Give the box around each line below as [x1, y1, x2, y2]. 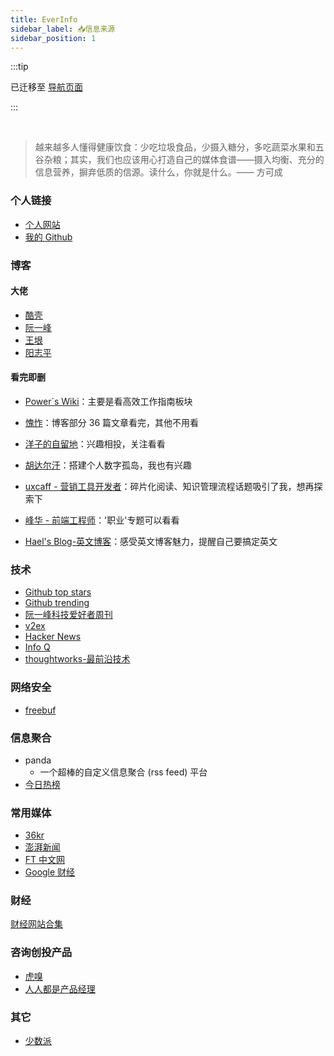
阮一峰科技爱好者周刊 [24, 609, 113, 621]
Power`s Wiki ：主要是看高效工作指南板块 [24, 396, 193, 407]
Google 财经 [24, 866, 76, 878]
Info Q [24, 641, 51, 653]
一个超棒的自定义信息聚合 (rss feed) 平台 [39, 766, 208, 778]
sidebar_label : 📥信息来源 [10, 24, 116, 34]
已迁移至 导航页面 [10, 81, 83, 93]
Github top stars [24, 586, 92, 598]
